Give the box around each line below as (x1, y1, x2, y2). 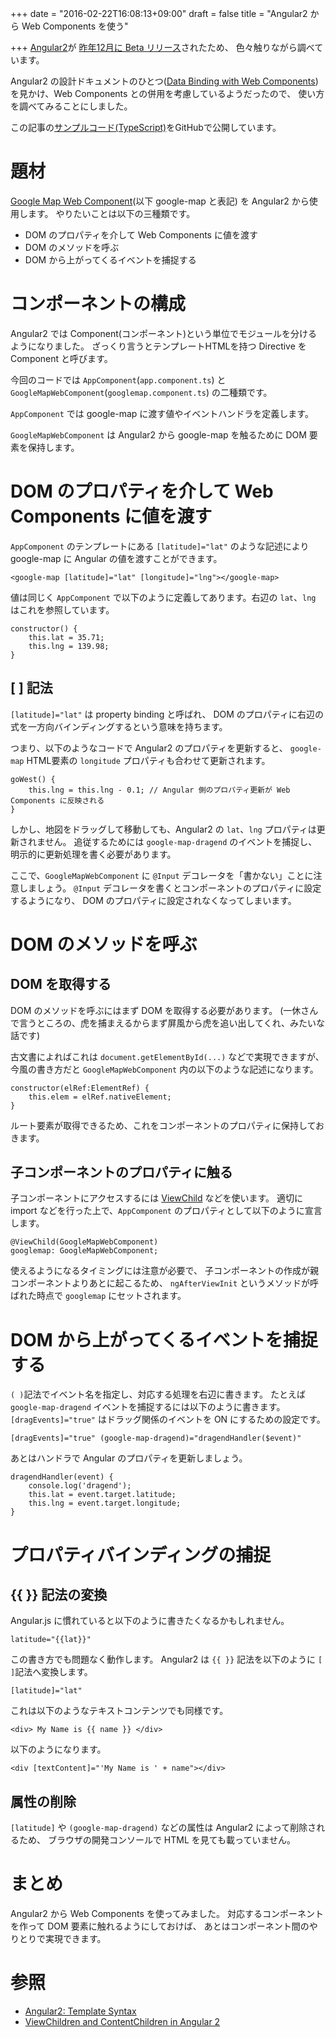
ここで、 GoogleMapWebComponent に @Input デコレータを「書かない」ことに (10, 869, 314, 881)
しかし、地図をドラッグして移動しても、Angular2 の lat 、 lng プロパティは (10, 823, 317, 835)
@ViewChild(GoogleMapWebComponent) (10, 1237, 159, 1247)
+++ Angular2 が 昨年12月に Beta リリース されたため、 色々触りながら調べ (10, 42, 315, 53)
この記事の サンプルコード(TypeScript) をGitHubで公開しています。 (10, 122, 282, 133)
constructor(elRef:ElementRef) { (10, 1083, 150, 1093)
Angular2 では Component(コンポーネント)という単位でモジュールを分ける (10, 327, 318, 339)
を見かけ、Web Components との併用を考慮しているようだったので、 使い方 (10, 88, 325, 99)
